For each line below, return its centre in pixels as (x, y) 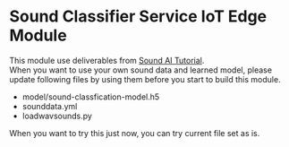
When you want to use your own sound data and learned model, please (141, 70)
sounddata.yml (50, 106)
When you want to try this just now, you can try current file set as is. (135, 133)
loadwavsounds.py (57, 116)
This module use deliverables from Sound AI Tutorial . (107, 60)
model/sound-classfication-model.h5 (91, 97)
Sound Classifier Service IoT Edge (138, 17)
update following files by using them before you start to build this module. (145, 79)
